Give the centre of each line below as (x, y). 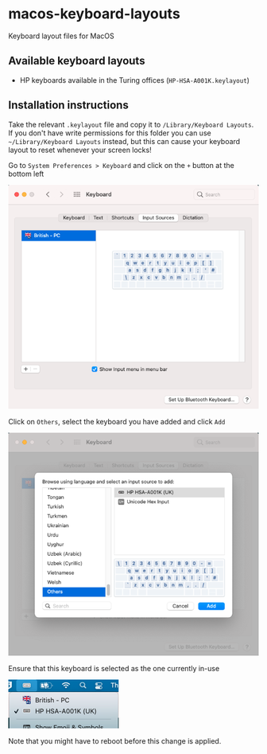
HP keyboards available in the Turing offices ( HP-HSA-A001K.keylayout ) (135, 80)
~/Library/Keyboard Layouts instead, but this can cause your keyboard (124, 141)
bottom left (26, 174)
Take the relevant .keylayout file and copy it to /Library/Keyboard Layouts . (131, 124)
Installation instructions (68, 105)
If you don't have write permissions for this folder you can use (110, 133)
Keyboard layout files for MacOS (62, 36)
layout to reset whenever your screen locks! (80, 150)
